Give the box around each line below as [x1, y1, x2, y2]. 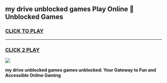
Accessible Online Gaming [5, 72, 61, 78]
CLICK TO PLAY [5, 28, 44, 35]
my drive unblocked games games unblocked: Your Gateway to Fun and [5, 67, 157, 73]
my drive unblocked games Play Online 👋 [5, 5, 134, 13]
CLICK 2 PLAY [5, 46, 40, 53]
